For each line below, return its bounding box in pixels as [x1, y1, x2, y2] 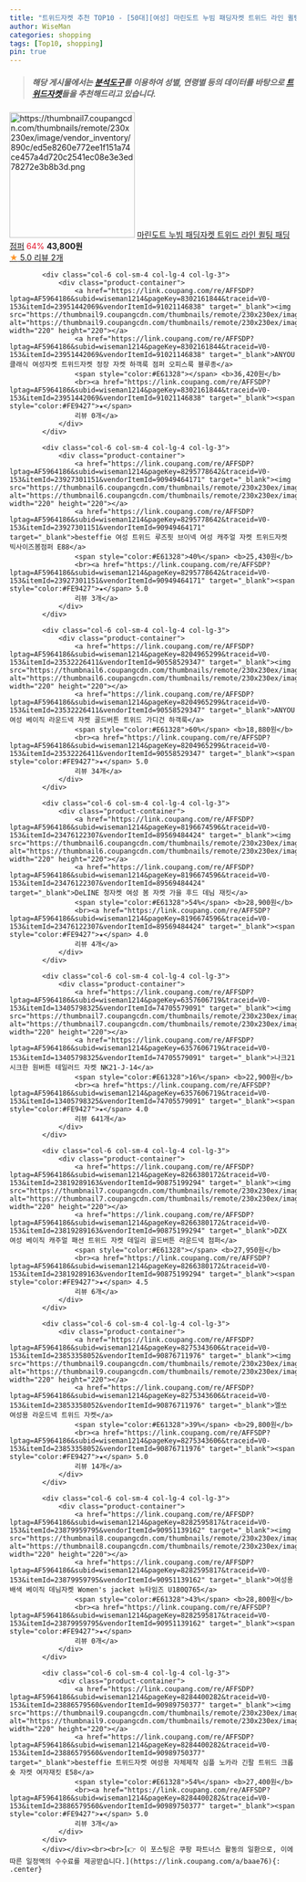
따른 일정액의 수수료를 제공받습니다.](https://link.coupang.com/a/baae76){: [9, 1857, 280, 1866]
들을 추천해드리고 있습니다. [61, 88, 157, 99]
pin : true [9, 47, 47, 57]
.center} [9, 1865, 43, 1875]
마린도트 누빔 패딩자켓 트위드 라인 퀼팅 [136, 229, 273, 240]
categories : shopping [9, 30, 92, 39]
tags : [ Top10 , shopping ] [9, 38, 104, 48]
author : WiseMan [9, 22, 71, 31]
